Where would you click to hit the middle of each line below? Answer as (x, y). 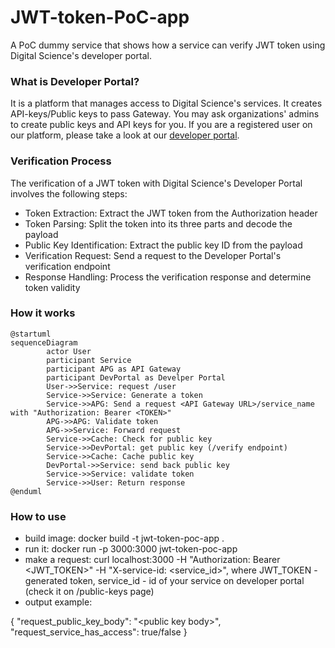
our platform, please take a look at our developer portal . (125, 135)
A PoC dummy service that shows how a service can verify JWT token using (168, 45)
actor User (69, 351)
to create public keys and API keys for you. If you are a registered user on (161, 125)
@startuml (31, 334)
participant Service (89, 360)
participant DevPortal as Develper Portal (136, 377)
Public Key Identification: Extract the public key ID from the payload (163, 245)
